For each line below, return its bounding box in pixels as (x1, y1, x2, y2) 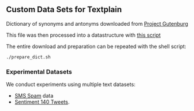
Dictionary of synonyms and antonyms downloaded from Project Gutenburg (6, 20, 189, 27)
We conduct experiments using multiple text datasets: (6, 81, 136, 88)
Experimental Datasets (6, 67, 72, 75)
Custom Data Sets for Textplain (6, 5, 122, 15)
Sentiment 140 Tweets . (14, 99, 70, 106)
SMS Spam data (14, 92, 54, 99)
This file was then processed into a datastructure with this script (6, 32, 161, 39)
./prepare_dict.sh (6, 54, 51, 60)
